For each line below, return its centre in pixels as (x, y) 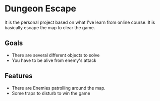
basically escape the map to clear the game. (50, 27)
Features (19, 76)
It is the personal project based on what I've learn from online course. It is (80, 22)
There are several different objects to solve (56, 55)
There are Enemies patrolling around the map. (58, 88)
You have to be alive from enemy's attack (54, 60)
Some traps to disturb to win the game (51, 93)
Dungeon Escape (40, 9)
